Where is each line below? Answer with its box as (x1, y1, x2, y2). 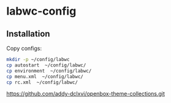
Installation (6, 29, 50, 39)
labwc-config (6, 4, 77, 18)
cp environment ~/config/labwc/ (6, 68, 92, 74)
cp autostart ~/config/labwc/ (6, 62, 86, 68)
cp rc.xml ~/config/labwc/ (6, 79, 78, 85)
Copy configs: (6, 44, 42, 52)
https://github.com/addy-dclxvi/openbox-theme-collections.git (6, 90, 165, 98)
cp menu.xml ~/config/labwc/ (6, 73, 84, 80)
